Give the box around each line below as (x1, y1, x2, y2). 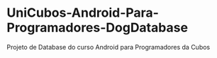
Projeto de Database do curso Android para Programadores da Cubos (6, 43, 211, 51)
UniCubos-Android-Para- (6, 5, 159, 21)
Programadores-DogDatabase (6, 20, 189, 36)
